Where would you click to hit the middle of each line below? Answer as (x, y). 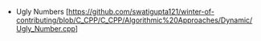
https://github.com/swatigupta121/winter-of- (141, 12)
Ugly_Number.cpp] (47, 29)
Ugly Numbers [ (42, 12)
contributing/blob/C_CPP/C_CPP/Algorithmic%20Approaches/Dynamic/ (134, 20)
